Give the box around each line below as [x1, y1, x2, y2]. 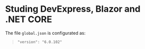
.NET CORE [5, 14, 52, 25]
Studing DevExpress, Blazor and [5, 3, 141, 15]
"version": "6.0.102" [17, 39, 62, 45]
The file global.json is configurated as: [5, 30, 86, 36]
